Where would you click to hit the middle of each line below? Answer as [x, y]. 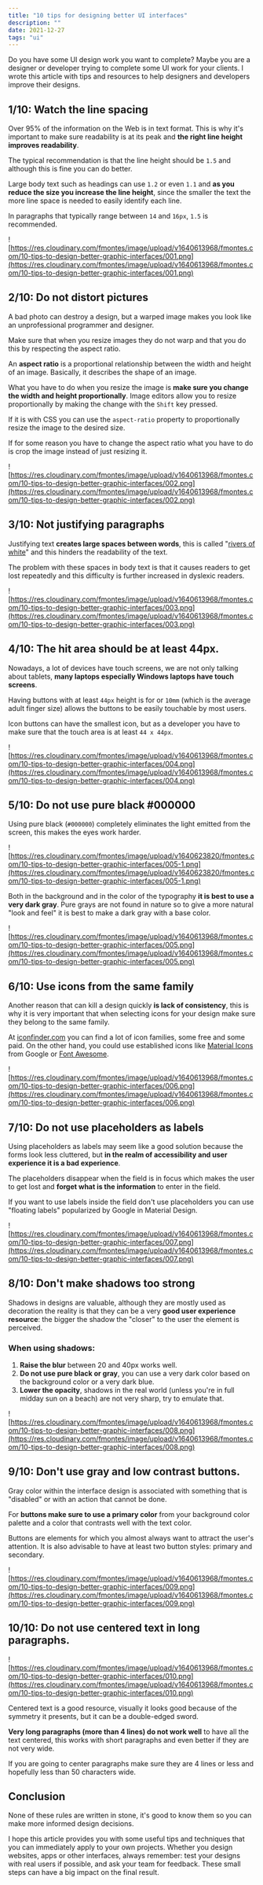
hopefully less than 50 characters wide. [72, 1772]
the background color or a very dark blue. [87, 1382]
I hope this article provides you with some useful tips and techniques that [126, 1839]
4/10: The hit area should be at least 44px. [114, 649]
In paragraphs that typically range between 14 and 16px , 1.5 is [108, 216]
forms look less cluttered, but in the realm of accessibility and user [118, 1154]
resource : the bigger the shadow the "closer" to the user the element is [124, 1319]
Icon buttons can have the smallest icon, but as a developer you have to [124, 723]
